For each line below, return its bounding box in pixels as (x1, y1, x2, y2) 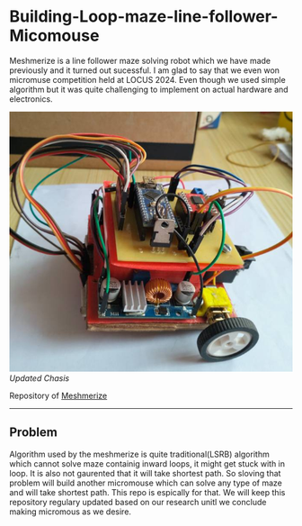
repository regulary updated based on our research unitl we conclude (9, 496, 267, 507)
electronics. (9, 93, 53, 104)
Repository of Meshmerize (9, 390, 108, 401)
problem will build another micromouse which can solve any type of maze (9, 477, 283, 488)
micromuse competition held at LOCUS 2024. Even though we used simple (9, 74, 286, 85)
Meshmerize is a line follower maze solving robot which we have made (9, 55, 271, 66)
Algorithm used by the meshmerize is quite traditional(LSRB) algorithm (9, 449, 270, 459)
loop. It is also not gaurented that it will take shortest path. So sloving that (9, 467, 281, 478)
